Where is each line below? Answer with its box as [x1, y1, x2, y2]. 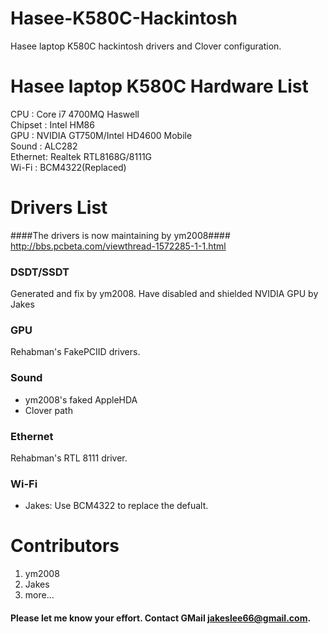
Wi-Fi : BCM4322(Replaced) [10, 161, 127, 173]
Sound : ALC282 [10, 140, 78, 152]
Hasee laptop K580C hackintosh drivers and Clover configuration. [10, 40, 282, 52]
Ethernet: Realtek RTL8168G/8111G [10, 150, 153, 162]
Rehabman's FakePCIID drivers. [10, 346, 141, 358]
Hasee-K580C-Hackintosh [10, 7, 238, 30]
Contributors [10, 535, 120, 557]
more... [24, 589, 55, 601]
